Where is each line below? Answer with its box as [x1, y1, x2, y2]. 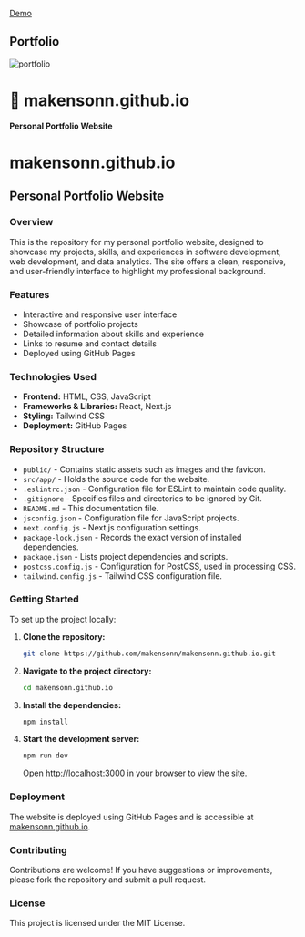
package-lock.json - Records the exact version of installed [22, 531, 242, 542]
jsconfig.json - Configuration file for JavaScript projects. [22, 512, 239, 523]
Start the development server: [22, 734, 140, 745]
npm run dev [22, 751, 68, 760]
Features [9, 288, 50, 301]
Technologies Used [9, 370, 97, 383]
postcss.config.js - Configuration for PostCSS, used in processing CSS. [22, 561, 296, 571]
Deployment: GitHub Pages [22, 420, 127, 431]
